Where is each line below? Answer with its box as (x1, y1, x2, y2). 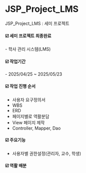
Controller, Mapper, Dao (12, 125, 61, 131)
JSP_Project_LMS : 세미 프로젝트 (5, 20, 70, 26)
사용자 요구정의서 (12, 96, 46, 102)
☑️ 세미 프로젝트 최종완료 (5, 33, 52, 39)
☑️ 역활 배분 (5, 163, 27, 169)
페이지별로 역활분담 (12, 113, 50, 119)
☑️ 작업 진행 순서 (5, 83, 36, 89)
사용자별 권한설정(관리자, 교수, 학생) (12, 150, 82, 156)
